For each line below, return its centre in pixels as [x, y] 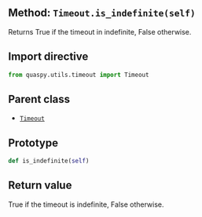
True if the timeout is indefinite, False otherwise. [86, 204]
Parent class [39, 99]
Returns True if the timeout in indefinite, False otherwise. [100, 31]
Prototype [33, 143]
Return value [40, 185]
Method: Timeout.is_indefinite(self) [102, 13]
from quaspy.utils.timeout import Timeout [79, 75]
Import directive [48, 57]
